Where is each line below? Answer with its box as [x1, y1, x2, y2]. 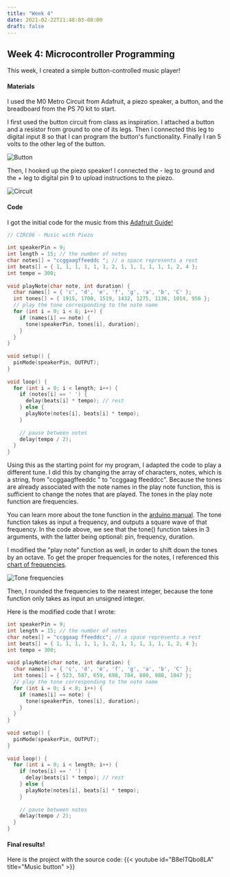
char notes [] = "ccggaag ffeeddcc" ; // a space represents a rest [7, 633, 201, 641]
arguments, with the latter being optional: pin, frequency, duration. [7, 533, 194, 541]
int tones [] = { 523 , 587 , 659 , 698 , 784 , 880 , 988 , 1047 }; [13, 672, 192, 679]
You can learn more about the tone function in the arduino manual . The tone [7, 511, 222, 519]
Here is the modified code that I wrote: [7, 608, 116, 616]
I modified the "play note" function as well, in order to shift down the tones [7, 546, 218, 554]
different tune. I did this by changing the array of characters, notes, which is [7, 468, 222, 477]
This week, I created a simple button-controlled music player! [7, 67, 181, 75]
